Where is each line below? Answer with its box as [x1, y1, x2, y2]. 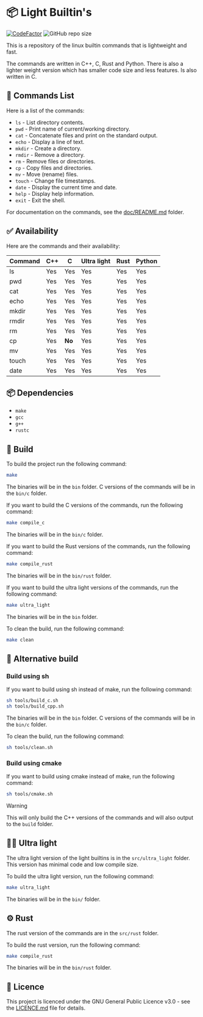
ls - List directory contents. [15, 118, 85, 126]
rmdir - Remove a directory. [15, 151, 85, 158]
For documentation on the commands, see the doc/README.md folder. [6, 208, 185, 215]
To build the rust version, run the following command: [6, 941, 141, 949]
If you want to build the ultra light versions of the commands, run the [6, 584, 179, 591]
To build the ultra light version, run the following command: [6, 872, 154, 880]
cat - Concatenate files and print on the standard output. [15, 131, 158, 139]
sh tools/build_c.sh [6, 698, 59, 704]
